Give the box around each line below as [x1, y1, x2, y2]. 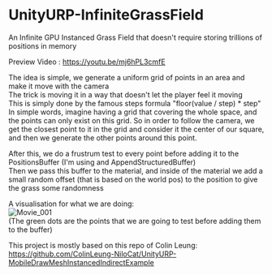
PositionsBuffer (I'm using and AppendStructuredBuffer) [8, 157, 196, 167]
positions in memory [8, 41, 77, 50]
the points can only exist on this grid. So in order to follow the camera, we [8, 115, 255, 125]
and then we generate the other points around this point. [8, 132, 197, 143]
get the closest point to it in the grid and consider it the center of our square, [8, 124, 265, 134]
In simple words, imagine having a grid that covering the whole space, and [8, 107, 257, 117]
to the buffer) [8, 225, 53, 234]
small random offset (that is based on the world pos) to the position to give [8, 174, 258, 184]
